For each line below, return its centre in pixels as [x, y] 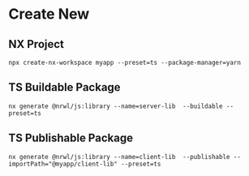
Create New [49, 14]
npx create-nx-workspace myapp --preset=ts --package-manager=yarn [125, 62]
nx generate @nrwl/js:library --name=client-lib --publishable [119, 157]
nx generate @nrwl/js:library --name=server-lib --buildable [116, 106]
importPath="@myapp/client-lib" [63, 164]
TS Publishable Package [71, 138]
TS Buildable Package [64, 87]
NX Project [36, 44]
